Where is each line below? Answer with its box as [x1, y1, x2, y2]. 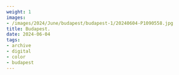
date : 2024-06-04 [6, 31, 51, 37]
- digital [6, 48, 32, 54]
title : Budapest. [6, 25, 51, 32]
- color [6, 54, 26, 60]
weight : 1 [6, 8, 32, 15]
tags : [6, 37, 20, 43]
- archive [6, 43, 32, 49]
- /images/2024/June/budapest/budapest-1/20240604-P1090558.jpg [6, 20, 174, 26]
